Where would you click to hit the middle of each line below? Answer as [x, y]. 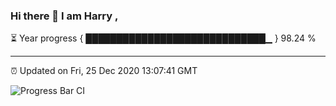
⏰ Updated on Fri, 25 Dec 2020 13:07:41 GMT [104, 71]
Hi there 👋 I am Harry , [64, 16]
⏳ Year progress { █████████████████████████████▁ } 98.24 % [163, 38]
